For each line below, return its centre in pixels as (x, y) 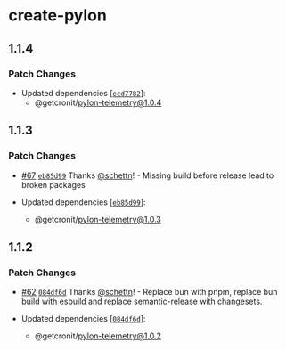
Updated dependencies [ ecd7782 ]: (83, 93)
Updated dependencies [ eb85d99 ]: (83, 202)
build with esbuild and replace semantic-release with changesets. (142, 301)
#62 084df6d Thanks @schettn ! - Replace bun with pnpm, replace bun (149, 292)
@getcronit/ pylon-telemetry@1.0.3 (98, 219)
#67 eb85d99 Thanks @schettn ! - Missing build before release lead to (147, 175)
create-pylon (58, 16)
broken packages (53, 184)
